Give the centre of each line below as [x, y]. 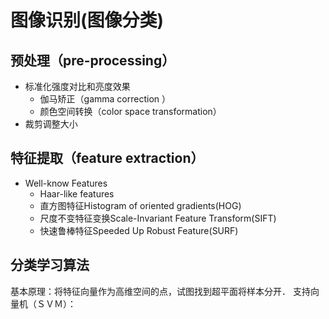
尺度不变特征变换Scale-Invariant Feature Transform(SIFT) [158, 218]
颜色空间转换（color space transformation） [130, 111]
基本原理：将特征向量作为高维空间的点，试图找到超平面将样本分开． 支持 [160, 291]
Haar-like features [77, 193]
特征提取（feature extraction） [107, 158]
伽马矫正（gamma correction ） [105, 99]
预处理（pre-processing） [93, 60]
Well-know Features [66, 183]
